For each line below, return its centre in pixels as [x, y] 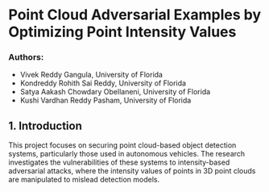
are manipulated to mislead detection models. [84, 180]
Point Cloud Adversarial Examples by [135, 15]
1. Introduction [45, 125]
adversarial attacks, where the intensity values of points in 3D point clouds [132, 171]
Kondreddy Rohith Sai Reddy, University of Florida [103, 83]
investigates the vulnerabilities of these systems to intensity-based [119, 162]
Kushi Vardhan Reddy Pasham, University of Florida [106, 100]
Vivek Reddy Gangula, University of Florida [91, 75]
